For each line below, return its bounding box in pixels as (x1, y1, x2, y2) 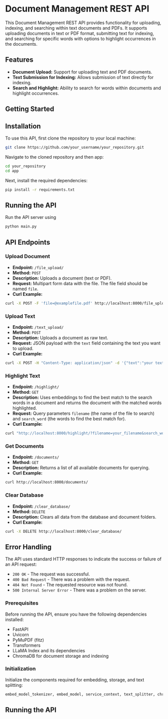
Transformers (12, 642, 41, 648)
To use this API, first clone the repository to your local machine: (5, 135, 136, 141)
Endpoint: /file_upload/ (12, 264, 64, 270)
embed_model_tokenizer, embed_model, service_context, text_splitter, (5, 691, 155, 697)
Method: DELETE (12, 508, 46, 515)
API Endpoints (5, 238, 50, 247)
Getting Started (5, 105, 54, 113)
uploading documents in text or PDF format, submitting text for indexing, (5, 30, 154, 36)
